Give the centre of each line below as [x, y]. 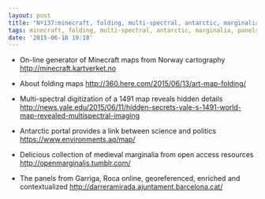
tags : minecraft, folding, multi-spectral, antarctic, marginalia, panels [134, 30]
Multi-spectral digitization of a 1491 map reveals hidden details [121, 99]
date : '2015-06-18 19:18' [50, 38]
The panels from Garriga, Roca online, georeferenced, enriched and [130, 178]
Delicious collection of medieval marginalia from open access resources [136, 155]
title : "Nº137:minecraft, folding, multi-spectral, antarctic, [114, 23]
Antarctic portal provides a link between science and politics [118, 131]
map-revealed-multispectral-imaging [80, 116]
